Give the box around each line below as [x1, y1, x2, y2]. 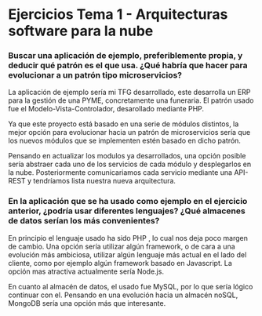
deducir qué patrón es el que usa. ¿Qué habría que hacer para [8, 60, 249, 71]
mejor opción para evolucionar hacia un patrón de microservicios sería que [8, 128, 251, 137]
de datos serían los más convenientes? [8, 216, 160, 227]
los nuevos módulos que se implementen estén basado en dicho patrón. [8, 136, 242, 146]
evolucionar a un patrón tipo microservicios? [8, 70, 183, 81]
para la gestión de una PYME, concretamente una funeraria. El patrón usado [8, 96, 254, 105]
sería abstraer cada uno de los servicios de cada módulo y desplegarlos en [8, 159, 252, 169]
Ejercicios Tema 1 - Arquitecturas [8, 5, 228, 24]
